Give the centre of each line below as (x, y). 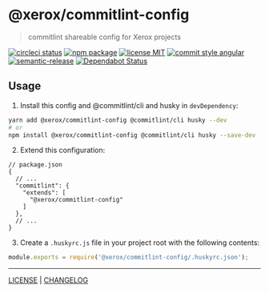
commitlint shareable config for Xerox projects (104, 37)
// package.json (35, 165)
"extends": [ (44, 193)
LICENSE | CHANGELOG (48, 280)
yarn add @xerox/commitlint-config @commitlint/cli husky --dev (118, 120)
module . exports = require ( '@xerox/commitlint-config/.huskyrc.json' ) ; (128, 258)
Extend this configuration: (62, 151)
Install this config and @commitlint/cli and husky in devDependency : (129, 105)
